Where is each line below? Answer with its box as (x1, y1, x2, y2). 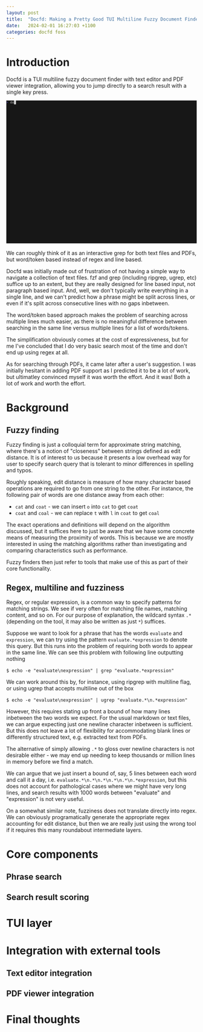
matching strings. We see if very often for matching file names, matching (6, 605, 187, 612)
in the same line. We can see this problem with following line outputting (6, 649, 184, 656)
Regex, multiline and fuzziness (6, 582, 125, 592)
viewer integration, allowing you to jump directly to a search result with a (6, 82, 187, 89)
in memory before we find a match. (6, 758, 94, 765)
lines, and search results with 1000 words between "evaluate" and (6, 789, 171, 796)
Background (6, 401, 69, 415)
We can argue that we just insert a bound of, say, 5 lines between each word (6, 770, 197, 777)
